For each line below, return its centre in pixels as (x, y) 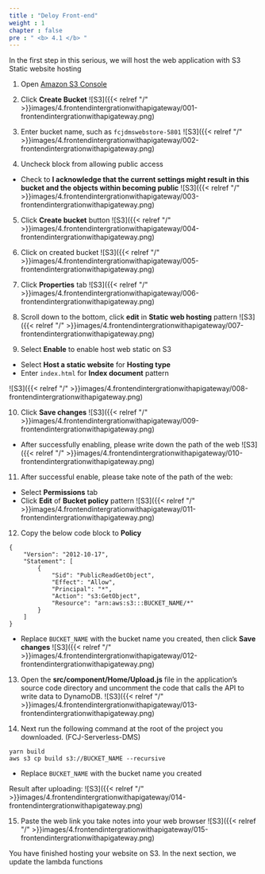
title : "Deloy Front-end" (54, 15)
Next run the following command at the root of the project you (122, 729)
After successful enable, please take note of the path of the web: (127, 477)
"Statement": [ (48, 562)
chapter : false (36, 30)
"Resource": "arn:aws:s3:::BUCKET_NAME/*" (123, 603)
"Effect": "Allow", (83, 582)
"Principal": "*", (82, 590)
